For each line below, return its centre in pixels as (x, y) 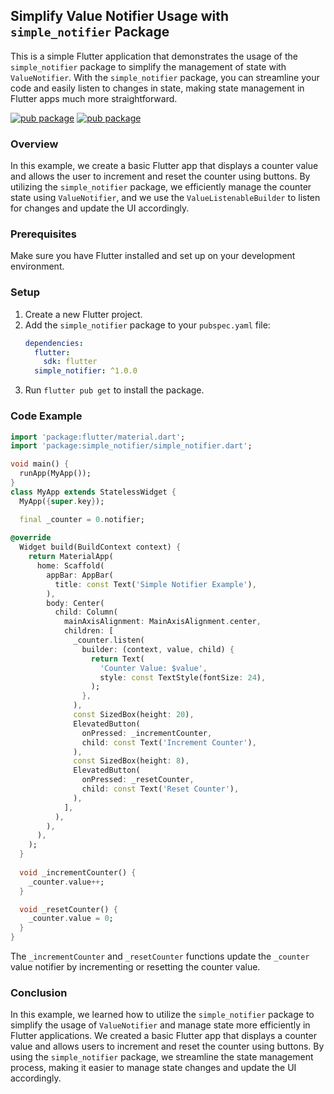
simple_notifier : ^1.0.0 (86, 371)
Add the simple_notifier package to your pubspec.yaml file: (147, 325)
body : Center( (75, 603)
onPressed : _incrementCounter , (147, 733)
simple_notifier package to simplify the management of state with (148, 66)
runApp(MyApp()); (55, 474)
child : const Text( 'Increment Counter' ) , (169, 742)
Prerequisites (43, 234)
